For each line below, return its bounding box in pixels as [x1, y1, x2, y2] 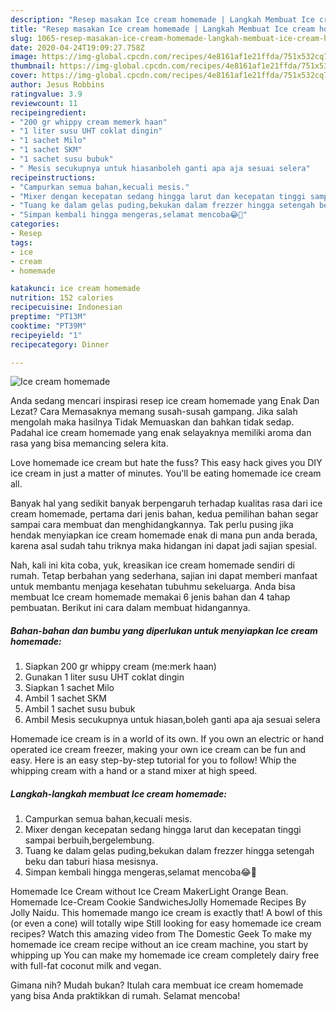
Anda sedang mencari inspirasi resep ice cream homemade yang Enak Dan [10, 395, 320, 407]
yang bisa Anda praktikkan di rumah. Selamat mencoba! [10, 990, 241, 1002]
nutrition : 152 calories [10, 293, 114, 303]
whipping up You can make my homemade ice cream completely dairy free [10, 949, 320, 961]
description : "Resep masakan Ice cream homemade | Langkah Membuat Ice [10, 14, 315, 25]
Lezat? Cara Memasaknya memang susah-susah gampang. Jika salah [10, 406, 298, 418]
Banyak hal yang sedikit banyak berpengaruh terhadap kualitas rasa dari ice [10, 497, 323, 510]
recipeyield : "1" [10, 330, 83, 340]
